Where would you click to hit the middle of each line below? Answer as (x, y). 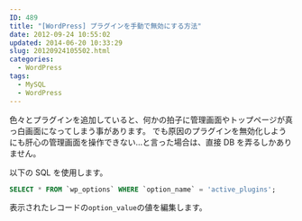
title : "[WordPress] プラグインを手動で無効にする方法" (105, 26)
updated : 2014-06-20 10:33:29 (66, 43)
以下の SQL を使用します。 (59, 172)
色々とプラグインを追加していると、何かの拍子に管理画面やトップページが (147, 119)
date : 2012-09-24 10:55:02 (60, 34)
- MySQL (32, 84)
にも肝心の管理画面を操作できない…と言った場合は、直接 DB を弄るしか (143, 142)
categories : (32, 59)
